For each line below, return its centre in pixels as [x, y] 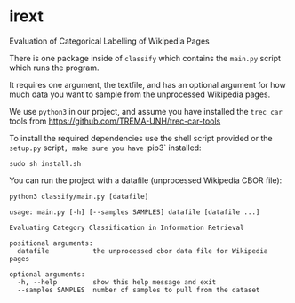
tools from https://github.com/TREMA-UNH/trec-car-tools [115, 121]
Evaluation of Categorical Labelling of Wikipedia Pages [110, 41]
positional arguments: [51, 243]
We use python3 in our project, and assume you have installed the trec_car [146, 111]
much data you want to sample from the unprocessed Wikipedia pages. [140, 94]
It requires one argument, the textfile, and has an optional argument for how [147, 84]
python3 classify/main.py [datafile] [79, 196]
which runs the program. [54, 68]
